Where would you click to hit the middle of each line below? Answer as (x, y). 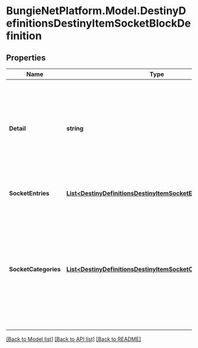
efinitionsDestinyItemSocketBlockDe (99, 23)
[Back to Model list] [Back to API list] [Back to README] (74, 339)
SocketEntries (29, 193)
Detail (17, 128)
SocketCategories (35, 269)
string (75, 128)
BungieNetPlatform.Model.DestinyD (96, 11)
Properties (26, 58)
